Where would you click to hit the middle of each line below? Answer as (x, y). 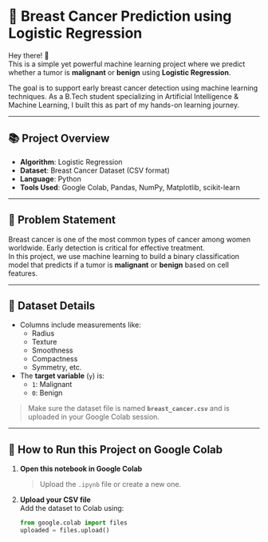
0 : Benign (47, 393)
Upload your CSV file (55, 500)
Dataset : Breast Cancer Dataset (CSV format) (95, 170)
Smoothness (52, 350)
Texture (44, 342)
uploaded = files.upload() (65, 531)
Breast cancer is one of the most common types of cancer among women (130, 239)
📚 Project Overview (59, 139)
